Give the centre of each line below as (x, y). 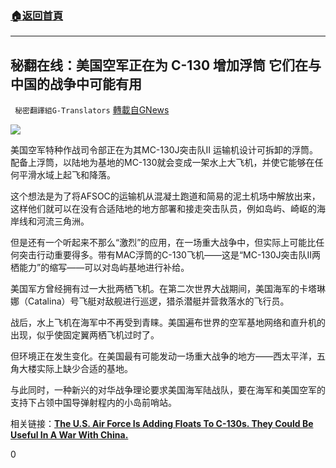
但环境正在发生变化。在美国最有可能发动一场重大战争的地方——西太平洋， (163, 356)
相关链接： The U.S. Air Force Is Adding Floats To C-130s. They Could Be (162, 424)
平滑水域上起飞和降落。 (67, 175)
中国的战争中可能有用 (76, 83)
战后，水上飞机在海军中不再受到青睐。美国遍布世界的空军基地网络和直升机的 (168, 323)
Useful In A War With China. (69, 435)
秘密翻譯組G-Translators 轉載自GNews (92, 110)
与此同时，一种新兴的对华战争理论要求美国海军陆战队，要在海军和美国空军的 (168, 390)
